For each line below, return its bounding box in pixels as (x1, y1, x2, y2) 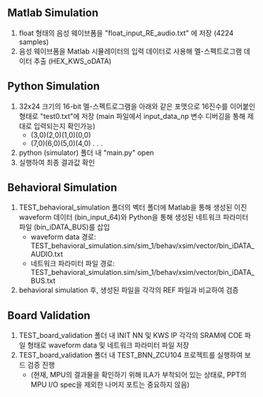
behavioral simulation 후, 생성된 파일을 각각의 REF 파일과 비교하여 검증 (18, 285, 239, 295)
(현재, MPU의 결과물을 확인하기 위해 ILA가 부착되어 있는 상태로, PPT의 (30, 370, 247, 380)
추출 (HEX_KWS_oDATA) (33, 56, 112, 65)
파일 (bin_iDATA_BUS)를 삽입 (18, 222, 110, 232)
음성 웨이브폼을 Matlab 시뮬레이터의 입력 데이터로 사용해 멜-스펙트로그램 (18, 46, 243, 56)
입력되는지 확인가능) (33, 121, 96, 131)
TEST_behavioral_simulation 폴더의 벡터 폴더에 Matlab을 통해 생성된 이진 (18, 202, 247, 212)
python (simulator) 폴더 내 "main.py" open (18, 147, 154, 157)
